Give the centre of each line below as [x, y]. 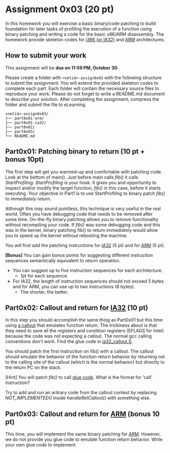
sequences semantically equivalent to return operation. [63, 260]
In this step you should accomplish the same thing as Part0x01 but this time [84, 320]
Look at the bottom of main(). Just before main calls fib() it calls [72, 177]
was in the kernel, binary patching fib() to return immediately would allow [82, 230]
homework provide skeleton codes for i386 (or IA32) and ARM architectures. [85, 40]
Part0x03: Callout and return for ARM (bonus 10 [82, 414]
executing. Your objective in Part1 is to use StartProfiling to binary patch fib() [85, 193]
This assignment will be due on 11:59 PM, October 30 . [62, 67]
